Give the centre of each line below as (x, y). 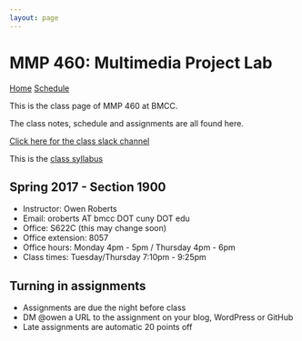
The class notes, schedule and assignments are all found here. (126, 123)
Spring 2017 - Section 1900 (88, 187)
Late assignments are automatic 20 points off (107, 327)
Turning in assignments (78, 286)
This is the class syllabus (56, 158)
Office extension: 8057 (65, 238)
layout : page (34, 18)
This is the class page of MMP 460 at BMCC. (94, 105)
